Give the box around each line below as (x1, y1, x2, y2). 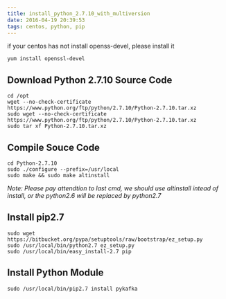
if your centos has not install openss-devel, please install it (7, 42, 175, 51)
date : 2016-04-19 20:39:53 (7, 17, 85, 24)
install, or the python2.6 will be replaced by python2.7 (7, 192, 162, 199)
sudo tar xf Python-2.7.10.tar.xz (7, 123, 107, 130)
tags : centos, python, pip (7, 23, 85, 30)
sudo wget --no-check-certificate (7, 111, 107, 118)
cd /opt (7, 93, 30, 100)
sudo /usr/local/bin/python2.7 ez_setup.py (7, 242, 135, 249)
